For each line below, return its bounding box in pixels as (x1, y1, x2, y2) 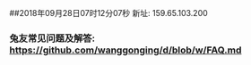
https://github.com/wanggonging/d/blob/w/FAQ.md (9, 44, 242, 56)
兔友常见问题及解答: (9, 32, 96, 45)
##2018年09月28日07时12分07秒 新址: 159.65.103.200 (9, 8, 208, 18)
